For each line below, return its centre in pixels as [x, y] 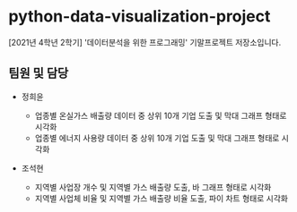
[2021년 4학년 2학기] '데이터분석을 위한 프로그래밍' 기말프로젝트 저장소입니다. [145, 42]
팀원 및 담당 [39, 73]
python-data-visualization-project [140, 17]
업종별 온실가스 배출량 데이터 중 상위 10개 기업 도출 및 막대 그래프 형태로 [161, 115]
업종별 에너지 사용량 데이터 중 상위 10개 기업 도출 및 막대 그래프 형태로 [157, 138]
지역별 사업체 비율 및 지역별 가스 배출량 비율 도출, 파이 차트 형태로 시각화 [162, 198]
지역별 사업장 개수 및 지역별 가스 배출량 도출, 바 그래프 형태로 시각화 [153, 187]
